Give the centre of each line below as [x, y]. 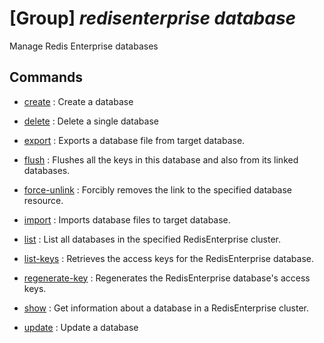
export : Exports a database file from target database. [134, 140]
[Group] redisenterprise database [153, 18]
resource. [43, 200]
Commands [46, 77]
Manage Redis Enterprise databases [84, 46]
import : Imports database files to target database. [127, 219]
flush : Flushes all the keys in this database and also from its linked [161, 159]
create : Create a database [78, 101]
